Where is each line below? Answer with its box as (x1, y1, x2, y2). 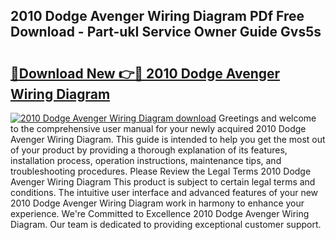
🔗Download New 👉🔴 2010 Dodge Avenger (10, 65, 281, 82)
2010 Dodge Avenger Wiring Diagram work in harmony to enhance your (10, 197, 305, 209)
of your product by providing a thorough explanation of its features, (10, 144, 288, 156)
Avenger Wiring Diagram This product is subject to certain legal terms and (10, 176, 316, 188)
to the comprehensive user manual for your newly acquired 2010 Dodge (10, 123, 307, 134)
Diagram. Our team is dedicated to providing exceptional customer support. (10, 219, 322, 230)
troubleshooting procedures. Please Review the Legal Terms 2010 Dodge (10, 165, 312, 177)
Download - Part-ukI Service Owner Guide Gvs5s (10, 24, 322, 41)
